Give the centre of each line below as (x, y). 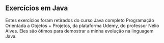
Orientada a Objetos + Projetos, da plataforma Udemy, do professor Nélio (82, 25)
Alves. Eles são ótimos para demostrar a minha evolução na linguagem (79, 31)
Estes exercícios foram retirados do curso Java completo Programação (80, 20)
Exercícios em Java (37, 8)
